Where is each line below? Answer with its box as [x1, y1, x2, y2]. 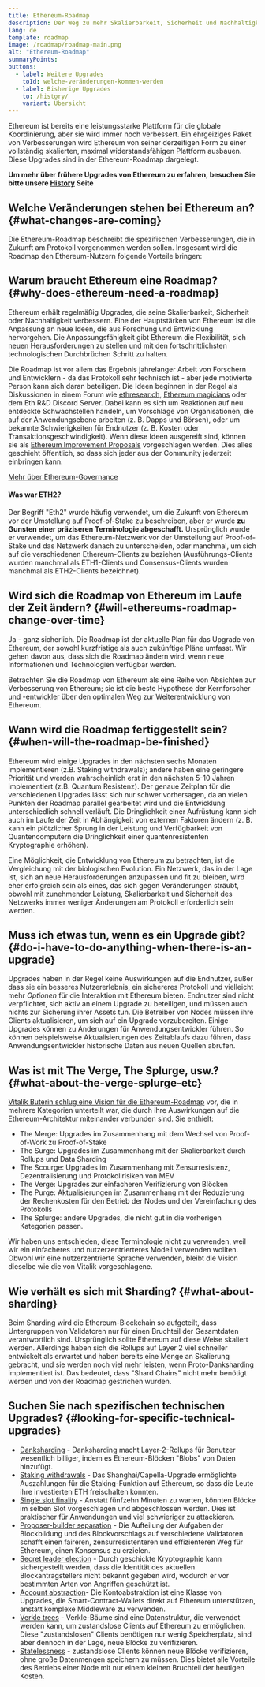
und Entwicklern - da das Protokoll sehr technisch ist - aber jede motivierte [8, 372, 252, 383]
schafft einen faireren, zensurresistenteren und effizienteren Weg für [19, 1537, 244, 1547]
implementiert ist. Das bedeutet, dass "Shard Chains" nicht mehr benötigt [8, 1368, 247, 1378]
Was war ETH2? [8, 490, 62, 499]
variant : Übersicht [22, 99, 87, 107]
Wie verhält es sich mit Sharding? [8, 1285, 177, 1298]
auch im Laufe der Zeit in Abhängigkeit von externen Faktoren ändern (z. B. [8, 815, 252, 824]
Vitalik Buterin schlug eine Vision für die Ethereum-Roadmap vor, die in [8, 1097, 239, 1107]
